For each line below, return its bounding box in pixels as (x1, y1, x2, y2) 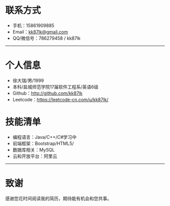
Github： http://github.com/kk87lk (12, 90, 82, 96)
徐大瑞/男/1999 (12, 77, 44, 83)
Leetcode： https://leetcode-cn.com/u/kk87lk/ (12, 96, 109, 102)
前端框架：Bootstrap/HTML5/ (12, 140, 74, 146)
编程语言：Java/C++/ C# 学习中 (12, 134, 77, 140)
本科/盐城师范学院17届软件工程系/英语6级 (12, 83, 99, 90)
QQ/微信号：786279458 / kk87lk (12, 35, 81, 41)
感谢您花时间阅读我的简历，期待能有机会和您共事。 (5, 195, 112, 201)
